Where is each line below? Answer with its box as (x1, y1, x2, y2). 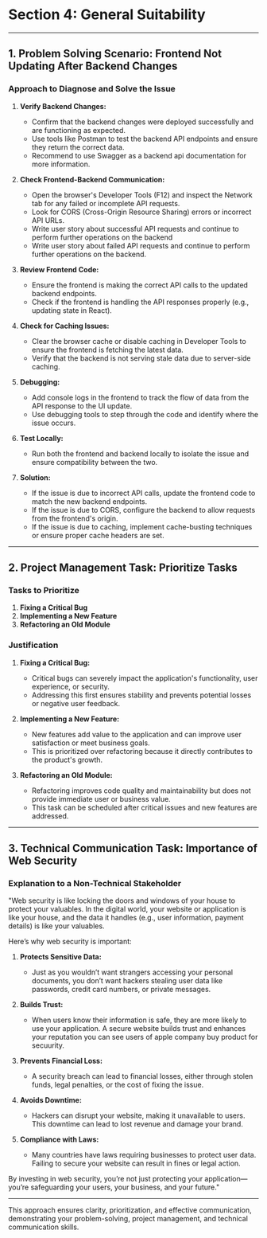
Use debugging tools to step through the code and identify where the (31, 409, 259, 419)
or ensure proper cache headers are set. (31, 530, 164, 540)
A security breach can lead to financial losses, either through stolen (31, 1072, 253, 1081)
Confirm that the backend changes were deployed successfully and (31, 117, 254, 127)
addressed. (31, 810, 69, 821)
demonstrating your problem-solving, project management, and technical (8, 1214, 249, 1224)
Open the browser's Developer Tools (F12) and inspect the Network (31, 189, 253, 200)
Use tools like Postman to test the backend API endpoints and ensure (31, 134, 258, 143)
